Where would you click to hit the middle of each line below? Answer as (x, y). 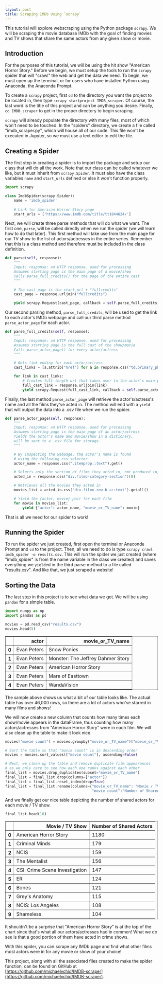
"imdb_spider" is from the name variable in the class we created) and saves (81, 559)
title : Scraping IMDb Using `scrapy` (43, 14)
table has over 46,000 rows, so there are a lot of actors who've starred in (78, 702)
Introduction (24, 53)
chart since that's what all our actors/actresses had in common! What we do (81, 932)
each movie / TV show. (28, 805)
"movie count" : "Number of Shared (126, 791)
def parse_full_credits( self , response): (48, 332)
